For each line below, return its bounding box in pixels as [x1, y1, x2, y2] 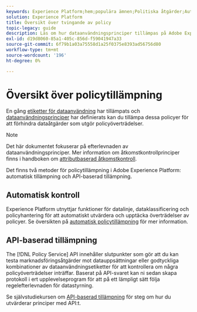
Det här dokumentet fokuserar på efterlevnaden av [6, 143, 129, 150]
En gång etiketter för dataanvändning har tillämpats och [6, 108, 141, 115]
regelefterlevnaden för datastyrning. [6, 282, 94, 289]
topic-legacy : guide [6, 25, 57, 31]
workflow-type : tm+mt [6, 47, 59, 53]
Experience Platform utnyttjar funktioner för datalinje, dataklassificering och [6, 206, 189, 213]
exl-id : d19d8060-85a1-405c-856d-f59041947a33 [6, 36, 122, 42]
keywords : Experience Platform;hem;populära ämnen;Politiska [6, 8, 159, 15]
